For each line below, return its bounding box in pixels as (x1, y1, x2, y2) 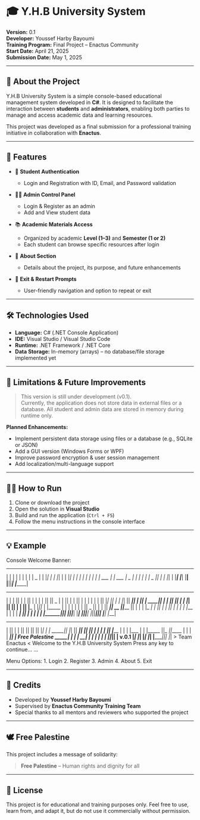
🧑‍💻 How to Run (6, 483, 62, 493)
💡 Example (6, 541, 46, 551)
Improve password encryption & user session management (14, 454, 160, 461)
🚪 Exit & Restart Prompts (14, 275, 77, 283)
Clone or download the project (14, 499, 90, 506)
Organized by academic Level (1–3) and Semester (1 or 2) (23, 234, 165, 242)
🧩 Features (6, 152, 47, 162)
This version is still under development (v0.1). (20, 393, 132, 400)
